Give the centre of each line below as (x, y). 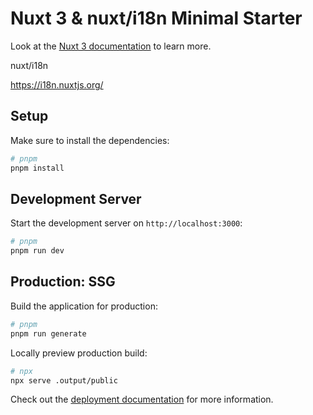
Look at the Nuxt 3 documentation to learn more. (111, 46)
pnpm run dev (37, 251)
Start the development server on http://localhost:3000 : (126, 223)
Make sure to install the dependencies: (90, 140)
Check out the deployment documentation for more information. (142, 399)
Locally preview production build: (79, 353)
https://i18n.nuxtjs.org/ (57, 84)
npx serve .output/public (64, 380)
